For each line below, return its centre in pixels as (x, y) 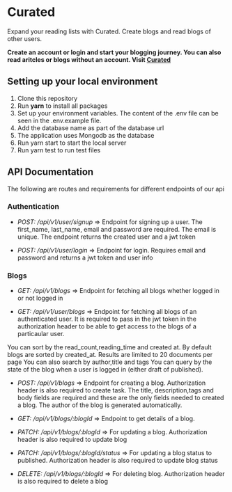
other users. (25, 38)
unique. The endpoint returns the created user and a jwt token (107, 237)
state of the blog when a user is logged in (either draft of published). (105, 370)
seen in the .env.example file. (59, 120)
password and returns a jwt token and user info (85, 257)
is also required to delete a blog (62, 482)
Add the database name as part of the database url (91, 128)
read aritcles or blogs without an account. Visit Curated (89, 59)
